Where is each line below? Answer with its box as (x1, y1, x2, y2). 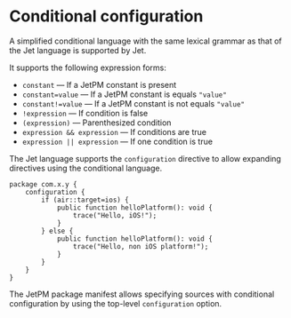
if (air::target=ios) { (41, 195, 129, 204)
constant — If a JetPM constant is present (21, 79, 177, 90)
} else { (41, 227, 74, 235)
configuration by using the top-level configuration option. (9, 298, 222, 308)
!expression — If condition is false (21, 107, 149, 118)
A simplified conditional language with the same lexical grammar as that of (9, 36, 282, 46)
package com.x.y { (9, 179, 77, 188)
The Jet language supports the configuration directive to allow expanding (9, 153, 282, 163)
